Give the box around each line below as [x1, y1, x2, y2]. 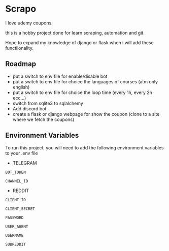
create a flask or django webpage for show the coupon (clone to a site [12, 111, 160, 117]
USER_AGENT [5, 224, 28, 229]
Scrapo [5, 3, 37, 15]
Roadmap [5, 59, 37, 69]
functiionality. [5, 45, 34, 51]
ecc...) [12, 95, 26, 101]
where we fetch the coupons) [12, 116, 75, 122]
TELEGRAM [12, 160, 37, 166]
